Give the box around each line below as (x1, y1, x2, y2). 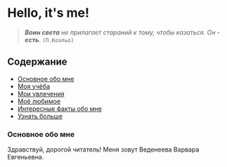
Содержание (7, 56, 68, 68)
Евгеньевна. (7, 153, 44, 161)
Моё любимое (17, 97, 61, 105)
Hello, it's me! (7, 5, 90, 21)
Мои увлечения (17, 89, 65, 98)
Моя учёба (17, 82, 51, 91)
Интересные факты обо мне (17, 104, 102, 113)
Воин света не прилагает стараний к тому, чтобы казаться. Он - (24, 28, 220, 36)
